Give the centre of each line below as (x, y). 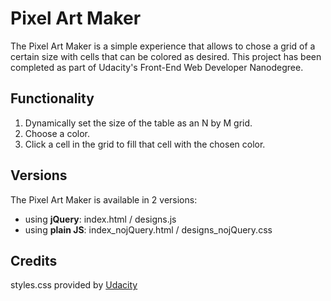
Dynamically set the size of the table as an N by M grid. (138, 123)
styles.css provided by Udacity (74, 285)
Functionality (52, 98)
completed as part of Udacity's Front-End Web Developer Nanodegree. (157, 67)
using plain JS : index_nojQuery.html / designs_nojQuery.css (148, 229)
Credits (34, 260)
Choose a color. (57, 133)
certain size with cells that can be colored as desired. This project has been (166, 56)
